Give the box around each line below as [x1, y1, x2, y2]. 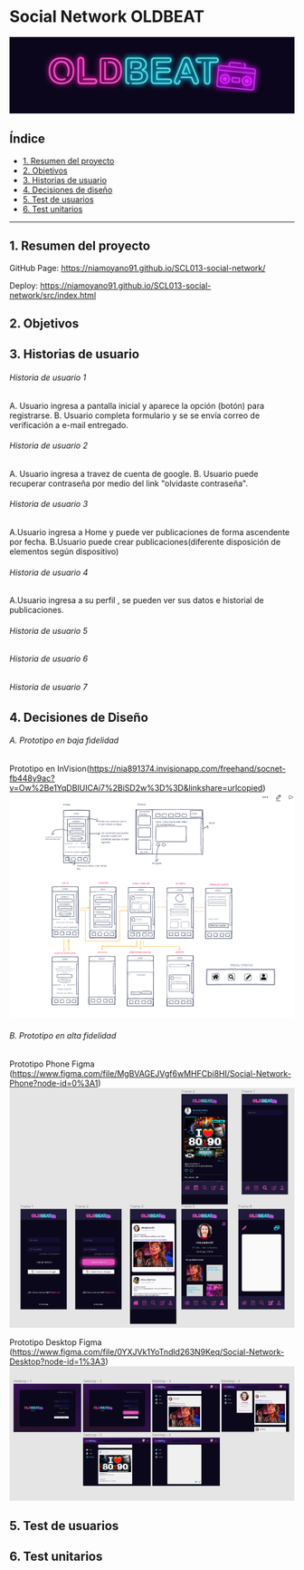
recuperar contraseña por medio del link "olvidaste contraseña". [9, 478, 249, 489]
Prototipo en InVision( [9, 763, 90, 774]
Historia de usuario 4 [9, 567, 89, 578]
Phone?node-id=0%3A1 [9, 1078, 99, 1088]
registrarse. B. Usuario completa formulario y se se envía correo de [9, 410, 261, 421]
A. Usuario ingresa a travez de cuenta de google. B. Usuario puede [9, 468, 259, 479]
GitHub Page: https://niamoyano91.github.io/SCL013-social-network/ [9, 262, 266, 273]
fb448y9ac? [9, 773, 56, 784]
